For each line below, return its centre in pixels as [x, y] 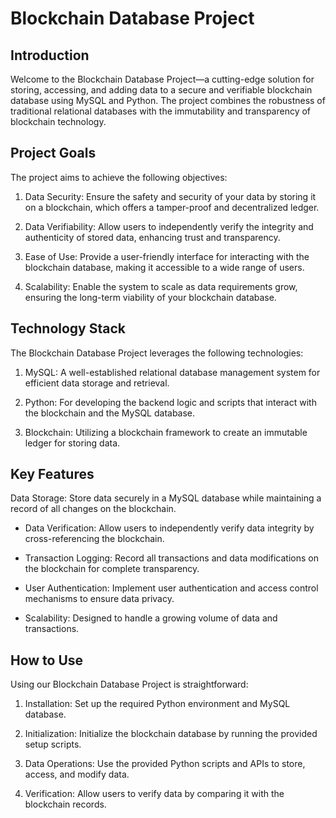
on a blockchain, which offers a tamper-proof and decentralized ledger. [172, 207]
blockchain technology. [58, 121]
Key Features [52, 474]
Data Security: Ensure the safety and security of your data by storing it [170, 196]
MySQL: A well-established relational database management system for [172, 372]
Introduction [50, 55]
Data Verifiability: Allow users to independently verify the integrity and [169, 226]
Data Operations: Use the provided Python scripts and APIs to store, [165, 764]
